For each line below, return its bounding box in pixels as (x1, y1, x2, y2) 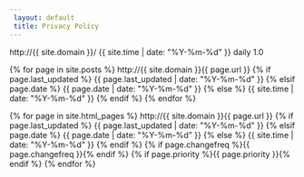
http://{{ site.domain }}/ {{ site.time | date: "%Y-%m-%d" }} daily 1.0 (9, 46, 264, 57)
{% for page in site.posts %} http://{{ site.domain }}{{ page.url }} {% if (9, 64, 271, 75)
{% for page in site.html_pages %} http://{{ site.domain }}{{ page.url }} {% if (9, 110, 294, 121)
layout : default (13, 13, 75, 23)
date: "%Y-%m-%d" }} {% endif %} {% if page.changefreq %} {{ (9, 139, 250, 150)
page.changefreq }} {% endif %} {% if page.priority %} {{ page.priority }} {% (9, 148, 290, 159)
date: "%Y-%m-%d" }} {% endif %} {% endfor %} (9, 92, 197, 104)
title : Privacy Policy (13, 22, 100, 31)
